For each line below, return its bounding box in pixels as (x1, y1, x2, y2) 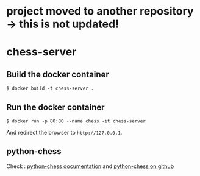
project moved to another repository (6, 4, 194, 18)
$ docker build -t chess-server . (6, 85, 95, 92)
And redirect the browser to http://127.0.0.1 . (6, 129, 123, 136)
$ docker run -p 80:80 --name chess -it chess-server (6, 118, 146, 124)
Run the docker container (6, 102, 105, 112)
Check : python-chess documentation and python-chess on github (6, 163, 174, 170)
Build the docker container (6, 69, 110, 80)
